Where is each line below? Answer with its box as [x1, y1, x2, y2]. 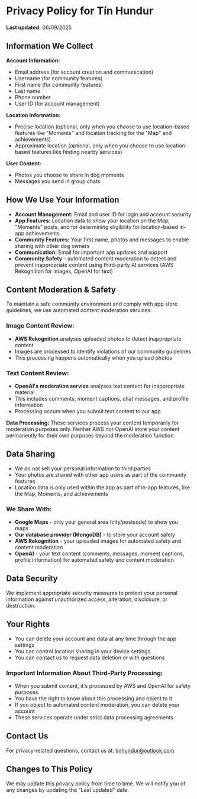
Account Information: [6, 56, 60, 64]
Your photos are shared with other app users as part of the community [14, 471, 187, 478]
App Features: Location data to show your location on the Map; [14, 217, 170, 224]
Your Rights [6, 619, 50, 630]
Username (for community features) [14, 74, 103, 81]
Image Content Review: [6, 322, 75, 330]
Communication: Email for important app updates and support [14, 248, 167, 256]
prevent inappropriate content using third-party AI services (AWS [14, 261, 174, 268]
